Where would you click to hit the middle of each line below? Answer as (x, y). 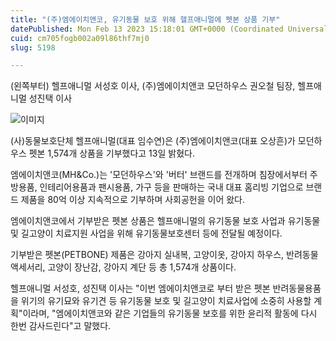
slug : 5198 (33, 47)
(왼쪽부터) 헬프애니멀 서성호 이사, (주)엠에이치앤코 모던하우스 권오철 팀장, (153, 86)
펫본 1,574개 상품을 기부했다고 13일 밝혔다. (111, 153)
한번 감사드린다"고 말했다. (61, 326)
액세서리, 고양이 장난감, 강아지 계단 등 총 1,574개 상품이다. (123, 267)
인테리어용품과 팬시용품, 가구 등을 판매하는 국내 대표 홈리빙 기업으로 (171, 187)
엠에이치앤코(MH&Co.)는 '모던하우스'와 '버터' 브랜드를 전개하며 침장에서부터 (159, 175)
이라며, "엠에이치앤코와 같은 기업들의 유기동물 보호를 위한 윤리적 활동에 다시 (170, 313)
